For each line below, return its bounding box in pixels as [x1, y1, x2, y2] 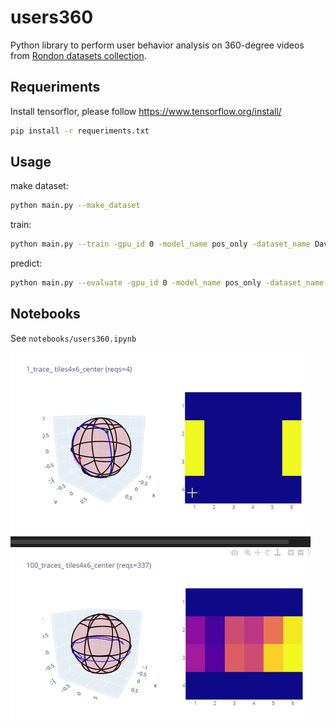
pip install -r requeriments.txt [10, 126, 150, 136]
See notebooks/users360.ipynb [10, 332, 137, 344]
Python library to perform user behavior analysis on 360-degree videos [10, 39, 305, 51]
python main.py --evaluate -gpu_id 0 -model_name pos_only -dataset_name [10, 278, 325, 288]
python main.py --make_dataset [10, 201, 141, 211]
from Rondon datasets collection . [10, 49, 147, 61]
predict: [10, 257, 43, 270]
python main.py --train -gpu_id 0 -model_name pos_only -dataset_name [10, 239, 311, 250]
